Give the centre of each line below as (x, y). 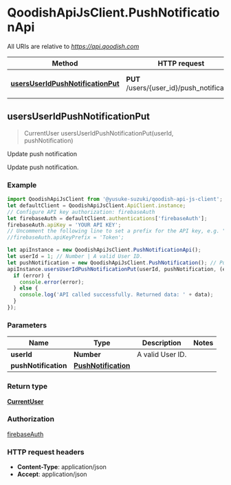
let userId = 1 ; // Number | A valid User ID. (75, 257)
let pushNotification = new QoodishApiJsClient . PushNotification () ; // (112, 263)
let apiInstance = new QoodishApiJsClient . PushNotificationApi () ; (104, 250)
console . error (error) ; (52, 282)
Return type (27, 387)
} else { (26, 288)
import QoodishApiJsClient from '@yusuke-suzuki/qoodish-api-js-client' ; (115, 200)
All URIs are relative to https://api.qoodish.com (73, 46)
